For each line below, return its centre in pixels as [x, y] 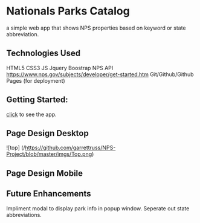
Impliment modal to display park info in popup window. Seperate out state [98, 208]
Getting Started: [37, 100]
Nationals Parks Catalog [68, 11]
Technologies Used [43, 53]
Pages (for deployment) [36, 80]
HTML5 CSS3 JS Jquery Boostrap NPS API [60, 68]
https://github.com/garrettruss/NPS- [70, 148]
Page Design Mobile [45, 173]
